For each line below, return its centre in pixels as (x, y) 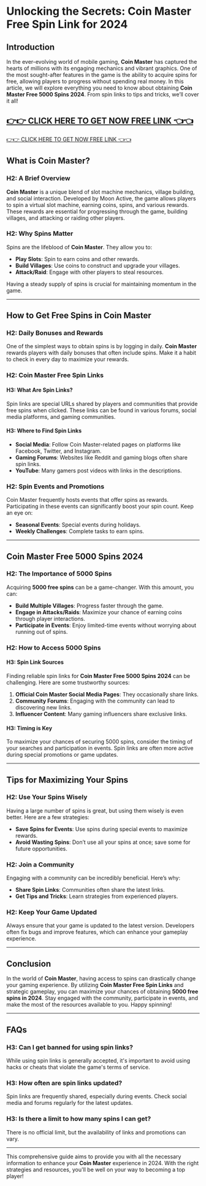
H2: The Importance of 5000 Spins (59, 574)
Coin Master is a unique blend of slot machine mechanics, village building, (101, 192)
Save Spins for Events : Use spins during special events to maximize (101, 829)
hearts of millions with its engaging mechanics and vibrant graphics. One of (102, 68)
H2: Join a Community (40, 864)
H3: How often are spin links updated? (64, 1083)
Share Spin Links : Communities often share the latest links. (90, 890)
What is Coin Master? (48, 161)
